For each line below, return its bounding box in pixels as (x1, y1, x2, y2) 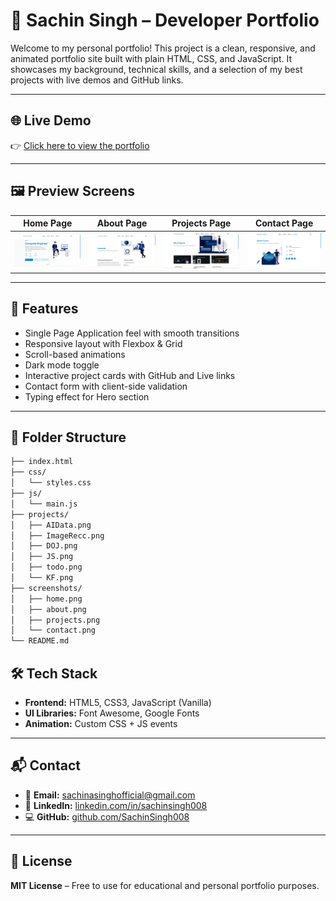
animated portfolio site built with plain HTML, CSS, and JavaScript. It (10, 52, 293, 64)
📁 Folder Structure (10, 429, 127, 446)
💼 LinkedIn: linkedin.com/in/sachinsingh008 (24, 799, 208, 811)
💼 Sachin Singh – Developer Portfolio (10, 9, 320, 32)
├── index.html (10, 457, 74, 467)
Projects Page (171, 217, 232, 229)
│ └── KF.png (10, 573, 74, 583)
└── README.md (10, 636, 70, 646)
